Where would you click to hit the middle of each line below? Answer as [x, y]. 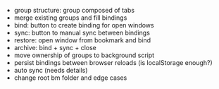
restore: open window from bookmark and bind [82, 40]
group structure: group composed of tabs [74, 10]
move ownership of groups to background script [84, 55]
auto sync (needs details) [51, 70]
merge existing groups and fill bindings [70, 18]
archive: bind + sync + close [55, 48]
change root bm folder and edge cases [70, 78]
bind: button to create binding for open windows [84, 25]
